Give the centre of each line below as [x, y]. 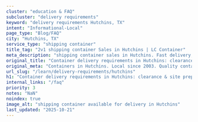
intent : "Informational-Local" [44, 28]
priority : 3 [21, 88]
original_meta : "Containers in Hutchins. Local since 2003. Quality [92, 66]
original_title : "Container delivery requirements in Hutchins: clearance [100, 60]
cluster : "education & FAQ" [41, 11]
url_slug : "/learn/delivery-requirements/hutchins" [71, 72]
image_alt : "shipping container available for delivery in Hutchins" [93, 104]
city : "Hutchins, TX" [33, 39]
